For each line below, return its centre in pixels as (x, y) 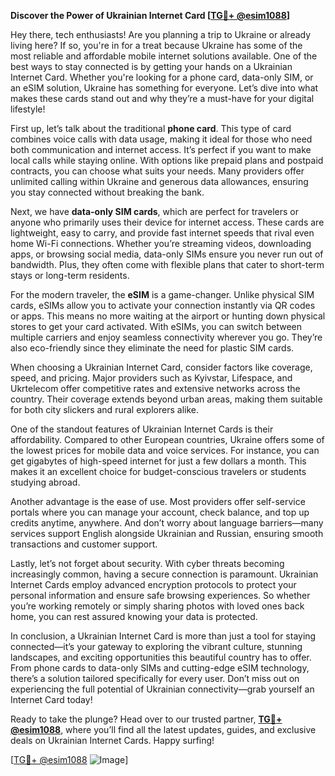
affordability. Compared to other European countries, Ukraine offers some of (167, 439)
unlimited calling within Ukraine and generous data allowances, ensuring (159, 181)
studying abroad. (45, 482)
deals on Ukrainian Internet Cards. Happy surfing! (112, 740)
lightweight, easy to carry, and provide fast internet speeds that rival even (162, 233)
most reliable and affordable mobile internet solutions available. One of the (164, 56)
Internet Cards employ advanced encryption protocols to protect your (153, 584)
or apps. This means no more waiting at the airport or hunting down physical (168, 316)
